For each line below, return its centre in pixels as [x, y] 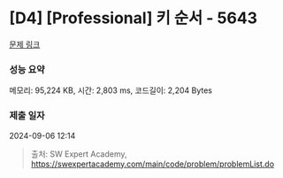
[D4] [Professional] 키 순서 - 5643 [134, 18]
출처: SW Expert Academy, [79, 154]
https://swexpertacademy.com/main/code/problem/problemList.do [153, 164]
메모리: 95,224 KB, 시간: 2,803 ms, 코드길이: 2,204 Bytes [111, 90]
